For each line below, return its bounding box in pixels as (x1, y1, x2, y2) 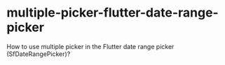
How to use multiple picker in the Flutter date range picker (6, 42, 175, 50)
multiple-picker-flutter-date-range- (6, 5, 219, 21)
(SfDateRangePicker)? (6, 50, 71, 58)
